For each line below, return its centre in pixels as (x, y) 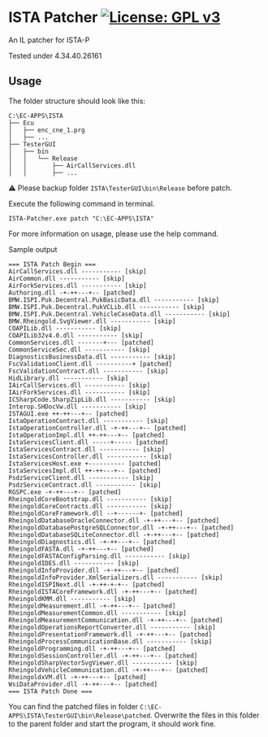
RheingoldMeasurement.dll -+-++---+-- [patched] (92, 606)
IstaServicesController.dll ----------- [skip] (91, 456)
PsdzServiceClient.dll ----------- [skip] (81, 478)
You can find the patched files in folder (73, 706)
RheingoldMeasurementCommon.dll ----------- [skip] (97, 613)
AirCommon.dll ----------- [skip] (67, 278)
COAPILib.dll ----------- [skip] (65, 328)
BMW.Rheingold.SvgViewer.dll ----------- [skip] (92, 321)
